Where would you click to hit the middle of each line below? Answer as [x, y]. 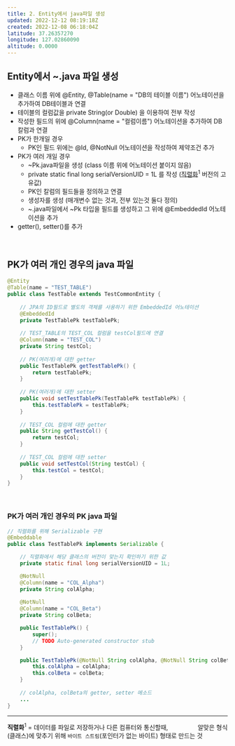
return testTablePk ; [62, 373]
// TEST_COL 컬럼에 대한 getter [63, 425]
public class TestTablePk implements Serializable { [86, 545]
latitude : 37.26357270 [40, 33]
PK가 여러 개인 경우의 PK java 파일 [62, 517]
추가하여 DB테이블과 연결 [51, 103]
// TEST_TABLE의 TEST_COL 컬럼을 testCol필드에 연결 [92, 333]
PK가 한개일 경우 [40, 138]
